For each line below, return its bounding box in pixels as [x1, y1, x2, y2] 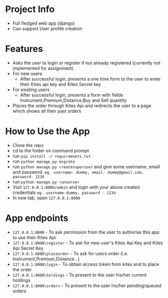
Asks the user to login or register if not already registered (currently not [12, 59, 161, 66]
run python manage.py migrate [12, 158, 75, 164]
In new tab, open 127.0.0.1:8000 [12, 195, 80, 201]
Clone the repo [12, 142, 44, 148]
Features [5, 43, 43, 55]
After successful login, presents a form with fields [20, 92, 123, 98]
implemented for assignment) [12, 65, 74, 71]
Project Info [5, 4, 55, 15]
